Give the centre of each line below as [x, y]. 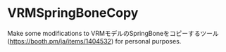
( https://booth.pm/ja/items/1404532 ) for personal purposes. [94, 41]
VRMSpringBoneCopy [73, 13]
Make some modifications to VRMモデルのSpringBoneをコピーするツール [113, 33]
